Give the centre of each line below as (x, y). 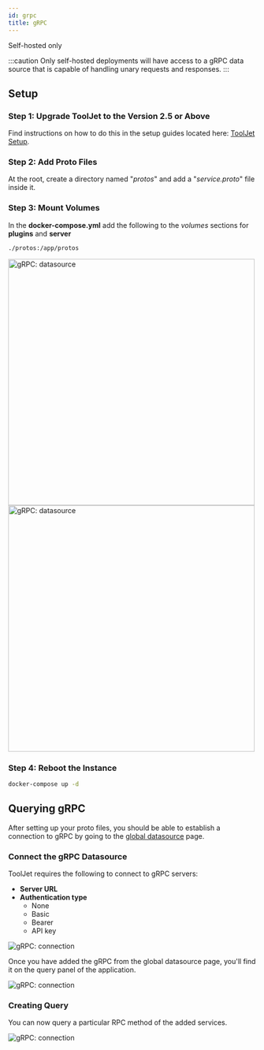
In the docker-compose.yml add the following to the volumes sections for (128, 225)
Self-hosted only (35, 45)
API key (44, 930)
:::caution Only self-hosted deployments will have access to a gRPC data (126, 61)
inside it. (22, 188)
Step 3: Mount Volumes (54, 208)
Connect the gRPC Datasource (68, 856)
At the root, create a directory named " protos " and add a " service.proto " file (132, 179)
